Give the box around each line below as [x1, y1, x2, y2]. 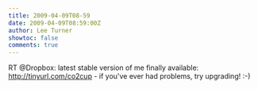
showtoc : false [8, 33, 59, 42]
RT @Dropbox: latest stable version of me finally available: [8, 63, 199, 72]
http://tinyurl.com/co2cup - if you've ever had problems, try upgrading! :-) [8, 72, 251, 81]
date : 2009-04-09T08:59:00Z [8, 19, 102, 27]
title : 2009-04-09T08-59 [8, 11, 90, 20]
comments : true [8, 41, 59, 49]
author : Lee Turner [8, 26, 73, 34]
